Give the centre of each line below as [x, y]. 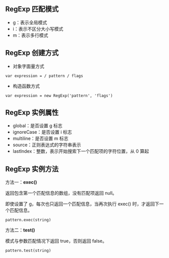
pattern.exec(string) [28, 220]
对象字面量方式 [28, 66]
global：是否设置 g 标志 [38, 126]
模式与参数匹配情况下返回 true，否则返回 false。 [56, 241]
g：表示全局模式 [30, 22]
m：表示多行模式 [30, 35]
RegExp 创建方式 [32, 53]
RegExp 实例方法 [32, 169]
